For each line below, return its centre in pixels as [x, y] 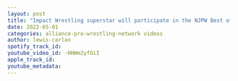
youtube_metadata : [34, 66]
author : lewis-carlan [39, 40]
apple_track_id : [31, 60]
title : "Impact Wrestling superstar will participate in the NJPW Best [115, 20]
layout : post [27, 14]
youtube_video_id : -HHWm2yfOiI [53, 54]
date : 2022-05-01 [33, 27]
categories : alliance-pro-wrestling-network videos [85, 33]
